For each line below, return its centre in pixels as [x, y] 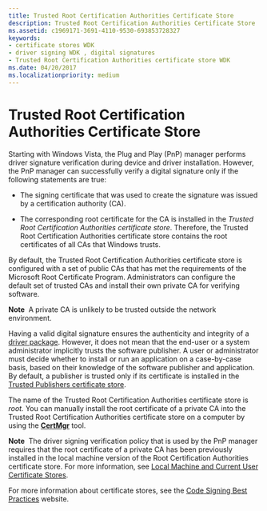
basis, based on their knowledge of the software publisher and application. [132, 367]
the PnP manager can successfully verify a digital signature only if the [124, 171]
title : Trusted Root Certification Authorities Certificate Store [121, 16]
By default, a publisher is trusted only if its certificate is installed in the [124, 376]
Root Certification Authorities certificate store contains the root [124, 236]
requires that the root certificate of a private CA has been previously [121, 449]
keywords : [25, 38]
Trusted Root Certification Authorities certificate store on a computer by [127, 417]
